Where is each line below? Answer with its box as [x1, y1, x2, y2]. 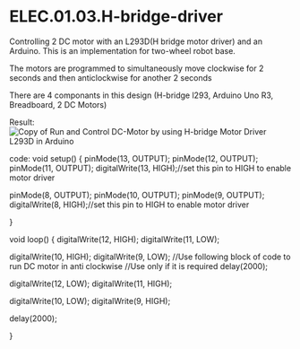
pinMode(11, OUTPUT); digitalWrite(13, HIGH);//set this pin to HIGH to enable [9, 162, 292, 173]
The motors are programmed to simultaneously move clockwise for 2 [9, 63, 264, 74]
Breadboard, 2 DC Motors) [9, 99, 107, 109]
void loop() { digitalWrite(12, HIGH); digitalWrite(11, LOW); [9, 233, 220, 244]
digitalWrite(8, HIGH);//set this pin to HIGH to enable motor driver [9, 199, 250, 210]
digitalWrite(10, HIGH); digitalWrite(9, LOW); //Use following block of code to [9, 251, 291, 262]
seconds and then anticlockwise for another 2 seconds [9, 72, 212, 83]
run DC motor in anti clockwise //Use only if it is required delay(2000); [9, 260, 269, 271]
